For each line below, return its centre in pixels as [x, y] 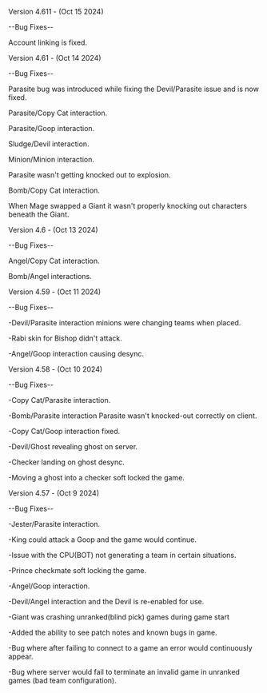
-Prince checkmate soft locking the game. [77, 570]
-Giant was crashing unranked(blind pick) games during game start [119, 617]
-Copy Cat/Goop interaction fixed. [64, 431]
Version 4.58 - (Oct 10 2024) [56, 369]
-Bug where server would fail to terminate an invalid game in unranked [124, 672]
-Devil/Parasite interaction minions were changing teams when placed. [125, 323]
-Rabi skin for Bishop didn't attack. [65, 338]
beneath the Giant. [39, 214]
